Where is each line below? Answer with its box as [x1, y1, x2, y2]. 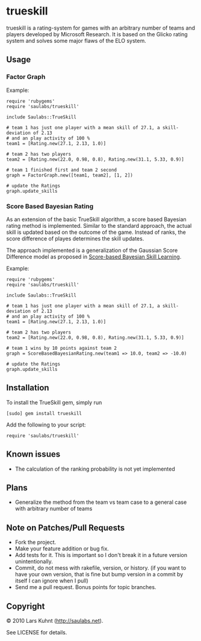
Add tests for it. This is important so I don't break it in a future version [14, 552, 188, 559]
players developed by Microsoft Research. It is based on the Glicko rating [6, 30, 188, 37]
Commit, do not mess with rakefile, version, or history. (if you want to [14, 564, 187, 572]
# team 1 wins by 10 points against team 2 [6, 345, 117, 351]
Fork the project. [14, 539, 57, 546]
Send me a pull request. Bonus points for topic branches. [14, 584, 156, 591]
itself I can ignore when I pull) [14, 577, 88, 584]
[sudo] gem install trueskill [6, 410, 82, 416]
